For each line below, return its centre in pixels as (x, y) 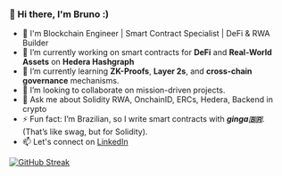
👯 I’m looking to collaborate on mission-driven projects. (124, 90)
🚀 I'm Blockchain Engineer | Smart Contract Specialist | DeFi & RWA (146, 34)
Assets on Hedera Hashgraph (78, 62)
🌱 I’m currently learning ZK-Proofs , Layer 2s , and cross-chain (137, 71)
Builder (35, 43)
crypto (34, 109)
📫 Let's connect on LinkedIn (75, 142)
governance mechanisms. (70, 81)
